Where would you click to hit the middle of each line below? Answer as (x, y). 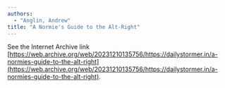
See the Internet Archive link (49, 47)
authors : (20, 14)
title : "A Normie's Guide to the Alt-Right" (74, 27)
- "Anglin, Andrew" (42, 20)
